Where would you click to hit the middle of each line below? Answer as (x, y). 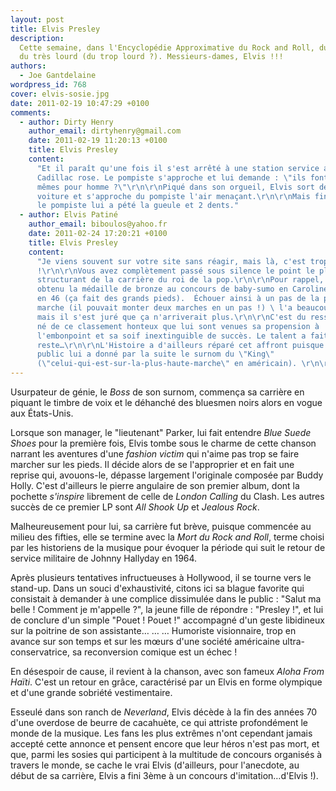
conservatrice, (40, 652)
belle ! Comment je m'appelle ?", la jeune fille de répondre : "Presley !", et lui (167, 609)
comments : (31, 112)
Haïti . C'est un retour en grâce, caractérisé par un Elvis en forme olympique (166, 682)
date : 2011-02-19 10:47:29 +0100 (80, 103)
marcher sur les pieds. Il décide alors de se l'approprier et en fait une (152, 464)
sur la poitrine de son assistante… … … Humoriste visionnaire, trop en (153, 630)
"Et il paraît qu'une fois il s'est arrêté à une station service (178, 168)
